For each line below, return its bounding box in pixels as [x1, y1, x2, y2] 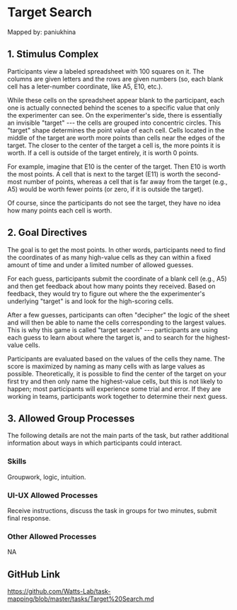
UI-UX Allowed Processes [7, 490, 98, 500]
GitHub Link [7, 568, 60, 580]
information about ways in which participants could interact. [7, 439, 183, 447]
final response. [7, 514, 51, 522]
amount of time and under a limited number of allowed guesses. [7, 260, 194, 269]
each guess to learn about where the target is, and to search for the [7, 333, 204, 341]
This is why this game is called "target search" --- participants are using [7, 325, 218, 334]
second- [196, 169, 221, 178]
